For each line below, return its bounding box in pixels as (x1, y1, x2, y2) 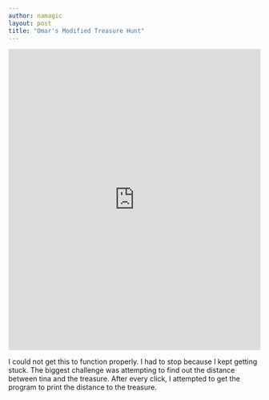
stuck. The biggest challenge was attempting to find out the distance (8, 365, 235, 375)
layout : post (8, 19, 52, 27)
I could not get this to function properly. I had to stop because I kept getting (8, 357, 258, 366)
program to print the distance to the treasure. (8, 382, 158, 392)
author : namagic (8, 11, 62, 20)
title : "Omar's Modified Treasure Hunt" (8, 27, 146, 35)
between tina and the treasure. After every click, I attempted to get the (8, 374, 240, 384)
